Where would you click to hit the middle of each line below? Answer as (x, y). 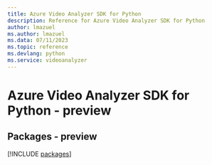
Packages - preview (52, 137)
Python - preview (59, 110)
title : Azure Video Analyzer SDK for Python (74, 14)
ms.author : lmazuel (36, 34)
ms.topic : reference (38, 47)
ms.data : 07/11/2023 (38, 41)
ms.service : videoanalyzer (47, 60)
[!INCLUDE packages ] (39, 154)
